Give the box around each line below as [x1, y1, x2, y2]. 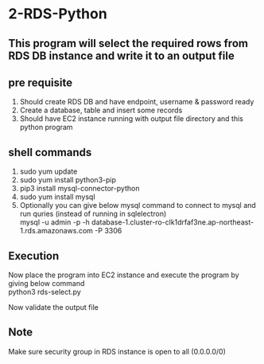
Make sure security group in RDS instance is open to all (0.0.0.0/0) [8, 346, 227, 356]
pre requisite [8, 76, 73, 89]
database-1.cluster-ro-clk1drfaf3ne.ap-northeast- [91, 217, 254, 227]
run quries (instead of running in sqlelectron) [19, 209, 167, 219]
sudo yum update [19, 166, 78, 176]
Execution [8, 249, 60, 263]
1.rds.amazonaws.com [19, 226, 94, 236]
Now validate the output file [8, 303, 99, 312]
